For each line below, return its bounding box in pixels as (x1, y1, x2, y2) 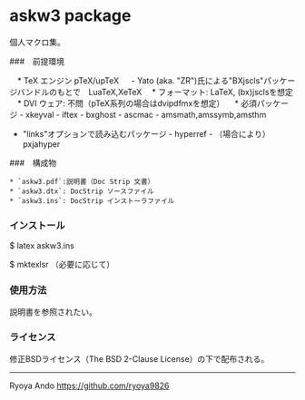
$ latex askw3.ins (9, 240, 74, 251)
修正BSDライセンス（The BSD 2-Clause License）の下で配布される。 (9, 353, 270, 364)
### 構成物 (9, 157, 57, 168)
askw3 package (9, 5, 132, 26)
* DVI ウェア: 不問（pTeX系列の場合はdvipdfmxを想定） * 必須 (16, 97, 257, 109)
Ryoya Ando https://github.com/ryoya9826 (9, 380, 170, 391)
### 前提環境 (9, 55, 65, 66)
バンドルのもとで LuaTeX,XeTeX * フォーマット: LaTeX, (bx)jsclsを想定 (16, 86, 293, 97)
